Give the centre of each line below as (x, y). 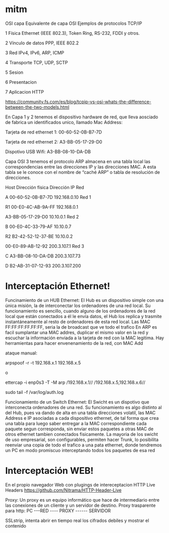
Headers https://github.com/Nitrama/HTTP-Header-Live (64, 490)
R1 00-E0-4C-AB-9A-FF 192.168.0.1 (42, 207)
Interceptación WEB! (49, 471)
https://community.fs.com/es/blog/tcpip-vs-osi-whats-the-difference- (78, 102)
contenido (16, 526)
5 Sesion (14, 72)
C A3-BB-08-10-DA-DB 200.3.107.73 (43, 256)
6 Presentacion (21, 82)
